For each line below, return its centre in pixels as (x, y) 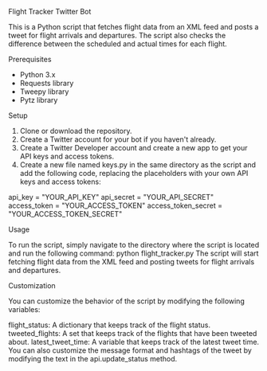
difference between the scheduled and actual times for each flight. (118, 44)
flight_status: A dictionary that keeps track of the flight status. (110, 325)
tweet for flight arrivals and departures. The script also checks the (117, 35)
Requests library (47, 83)
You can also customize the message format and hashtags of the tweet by (130, 350)
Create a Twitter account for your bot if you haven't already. (118, 139)
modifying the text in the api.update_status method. (93, 359)
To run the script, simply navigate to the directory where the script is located (134, 245)
